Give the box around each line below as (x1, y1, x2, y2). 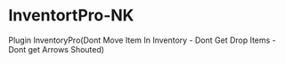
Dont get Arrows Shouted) (8, 44, 104, 54)
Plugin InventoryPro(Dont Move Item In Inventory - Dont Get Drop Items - (8, 35, 277, 45)
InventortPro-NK (8, 5, 134, 26)
